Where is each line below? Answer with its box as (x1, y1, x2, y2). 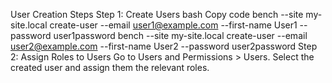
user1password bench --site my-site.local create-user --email (53, 30, 308, 41)
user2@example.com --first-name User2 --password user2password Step (10, 40, 318, 52)
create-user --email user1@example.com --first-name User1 (49, 19, 298, 31)
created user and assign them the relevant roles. (10, 62, 210, 73)
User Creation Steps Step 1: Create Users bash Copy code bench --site (10, 9, 304, 20)
